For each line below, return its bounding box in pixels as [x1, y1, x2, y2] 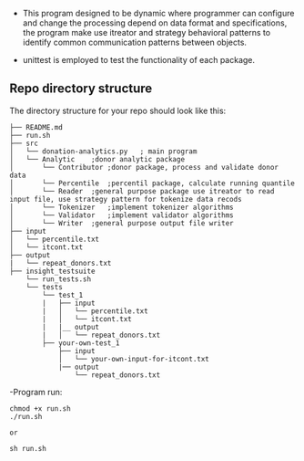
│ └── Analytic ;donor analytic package [9, 154, 185, 163]
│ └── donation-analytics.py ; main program [9, 146, 198, 156]
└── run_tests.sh [25, 274, 92, 284]
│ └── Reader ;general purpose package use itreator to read [9, 186, 275, 195]
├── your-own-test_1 [42, 338, 120, 348]
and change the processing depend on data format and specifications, [22, 17, 288, 28]
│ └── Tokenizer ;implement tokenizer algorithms [9, 203, 234, 212]
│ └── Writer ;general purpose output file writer [9, 218, 234, 227]
